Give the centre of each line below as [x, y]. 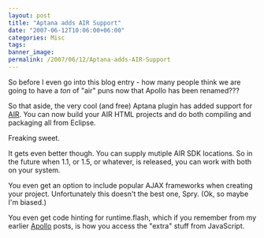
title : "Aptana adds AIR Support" [65, 23]
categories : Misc [37, 38]
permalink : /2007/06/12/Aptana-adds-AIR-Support [89, 60]
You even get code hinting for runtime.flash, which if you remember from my [132, 217]
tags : [17, 45]
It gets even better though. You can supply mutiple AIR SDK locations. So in [130, 153]
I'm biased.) [28, 202]
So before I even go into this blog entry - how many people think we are [125, 82]
